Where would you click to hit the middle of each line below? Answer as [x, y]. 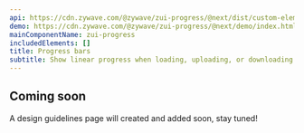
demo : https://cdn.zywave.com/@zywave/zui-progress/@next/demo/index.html [153, 26]
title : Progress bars [50, 52]
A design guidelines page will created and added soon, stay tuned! [133, 118]
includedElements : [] [50, 43]
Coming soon [48, 96]
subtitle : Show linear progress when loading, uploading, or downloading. [153, 60]
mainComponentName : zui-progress [72, 34]
